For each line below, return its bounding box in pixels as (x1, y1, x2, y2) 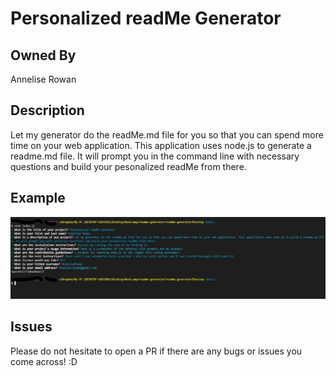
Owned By (10, 47, 77, 64)
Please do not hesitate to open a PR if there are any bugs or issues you (10, 345, 303, 357)
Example (10, 190, 66, 207)
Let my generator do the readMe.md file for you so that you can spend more (10, 128, 324, 141)
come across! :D (10, 355, 78, 367)
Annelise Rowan (10, 73, 77, 85)
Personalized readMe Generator (10, 7, 282, 30)
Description (10, 102, 85, 119)
